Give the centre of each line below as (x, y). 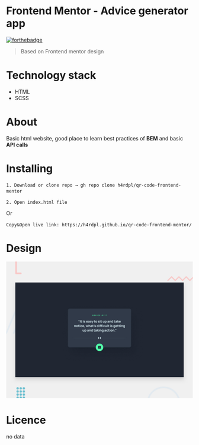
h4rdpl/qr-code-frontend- (150, 185)
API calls (17, 145)
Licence (26, 420)
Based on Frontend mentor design (62, 51)
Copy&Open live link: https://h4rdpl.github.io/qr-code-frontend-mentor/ (99, 225)
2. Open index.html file (37, 202)
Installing (30, 169)
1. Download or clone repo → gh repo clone (61, 185)
